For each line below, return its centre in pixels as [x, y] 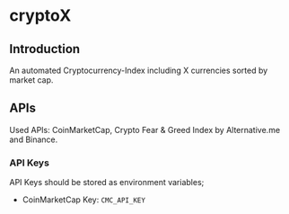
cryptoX [40, 16]
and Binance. [34, 139]
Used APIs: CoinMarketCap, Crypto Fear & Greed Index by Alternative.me [145, 129]
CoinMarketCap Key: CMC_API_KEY [84, 200]
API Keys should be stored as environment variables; [107, 183]
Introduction [45, 49]
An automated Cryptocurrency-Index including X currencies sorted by [139, 70]
